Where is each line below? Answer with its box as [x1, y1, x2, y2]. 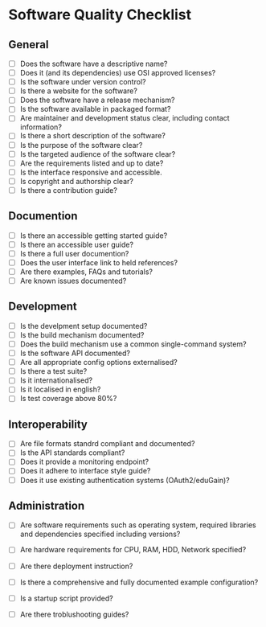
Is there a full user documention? [19, 248, 129, 258]
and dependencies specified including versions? [19, 529, 181, 539]
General [8, 38, 50, 51]
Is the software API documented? [19, 348, 131, 359]
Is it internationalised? [19, 375, 93, 385]
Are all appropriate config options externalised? [19, 358, 178, 367]
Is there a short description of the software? [19, 131, 166, 141]
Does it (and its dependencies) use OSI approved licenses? [19, 68, 216, 78]
